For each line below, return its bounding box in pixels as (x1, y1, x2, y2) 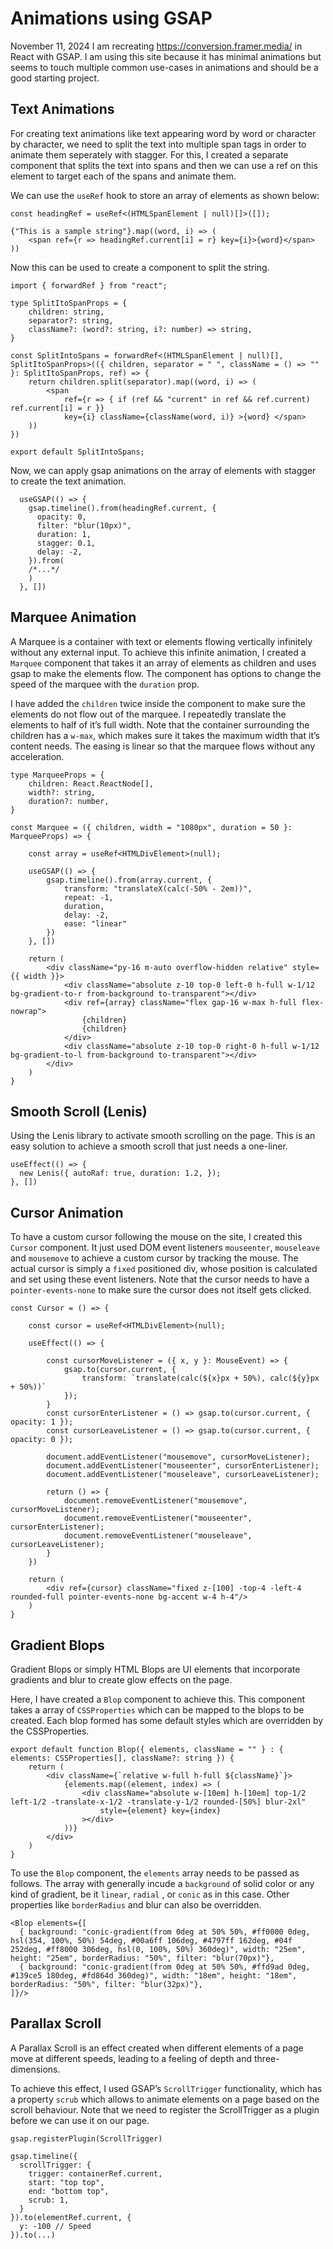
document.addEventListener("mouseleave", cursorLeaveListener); (46, 1470, 320, 1480)
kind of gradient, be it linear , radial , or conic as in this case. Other (10, 1888, 290, 1900)
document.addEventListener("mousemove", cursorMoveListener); (46, 1452, 311, 1462)
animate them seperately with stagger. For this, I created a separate (10, 148, 289, 161)
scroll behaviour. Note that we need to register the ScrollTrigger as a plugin (10, 2103, 320, 2116)
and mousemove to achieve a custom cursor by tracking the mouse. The (10, 1252, 299, 1264)
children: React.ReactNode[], (28, 778, 155, 789)
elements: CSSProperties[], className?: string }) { (10, 1753, 235, 1763)
